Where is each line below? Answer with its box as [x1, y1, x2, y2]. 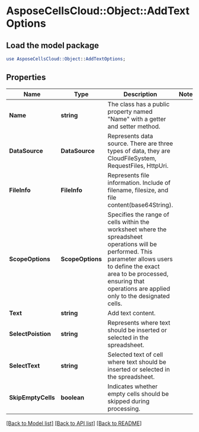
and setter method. [107, 122, 161, 130]
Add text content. [107, 309, 156, 317]
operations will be [107, 240, 157, 248]
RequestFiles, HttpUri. [107, 161, 169, 169]
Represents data [107, 132, 153, 140]
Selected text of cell [107, 350, 163, 359]
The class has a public [107, 100, 170, 108]
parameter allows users [107, 255, 173, 263]
